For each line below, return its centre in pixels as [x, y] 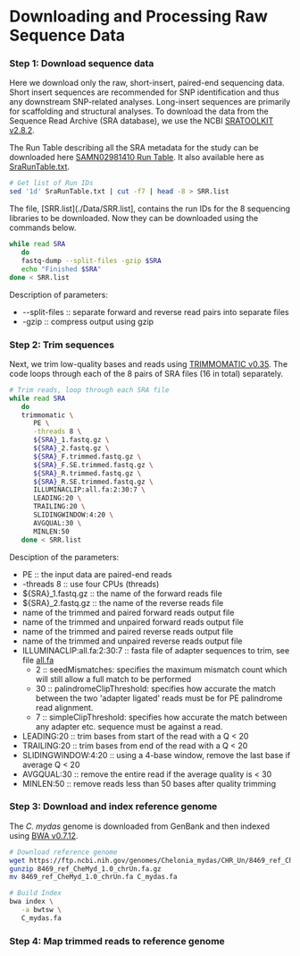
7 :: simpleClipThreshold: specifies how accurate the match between [161, 717]
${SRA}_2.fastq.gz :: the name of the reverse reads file [123, 602]
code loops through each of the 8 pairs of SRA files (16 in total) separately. [146, 373]
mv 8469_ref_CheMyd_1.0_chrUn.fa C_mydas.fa [93, 877]
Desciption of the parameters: [64, 557]
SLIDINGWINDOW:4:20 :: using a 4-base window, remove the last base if [156, 755]
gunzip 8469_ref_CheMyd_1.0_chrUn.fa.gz [86, 869]
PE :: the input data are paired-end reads [97, 574]
